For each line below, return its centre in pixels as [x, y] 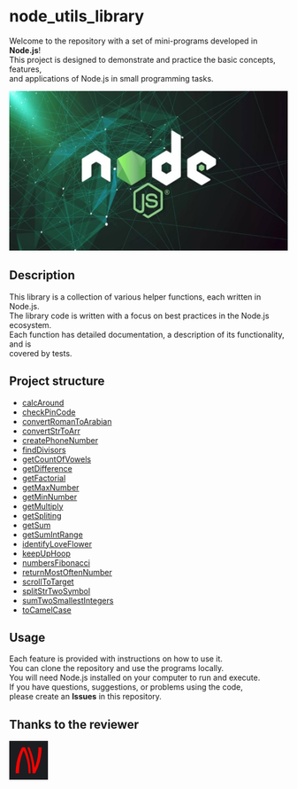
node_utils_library [76, 16]
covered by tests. [41, 353]
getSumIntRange [53, 535]
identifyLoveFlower [57, 543]
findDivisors [44, 449]
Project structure [57, 382]
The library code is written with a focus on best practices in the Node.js [139, 316]
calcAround [43, 402]
